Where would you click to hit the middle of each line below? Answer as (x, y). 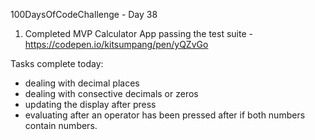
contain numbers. (61, 125)
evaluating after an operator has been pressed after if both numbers (165, 115)
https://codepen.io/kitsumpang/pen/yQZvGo (116, 44)
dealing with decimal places (82, 83)
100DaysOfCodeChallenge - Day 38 (84, 14)
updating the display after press (90, 104)
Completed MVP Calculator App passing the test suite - (138, 33)
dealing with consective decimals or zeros (111, 93)
